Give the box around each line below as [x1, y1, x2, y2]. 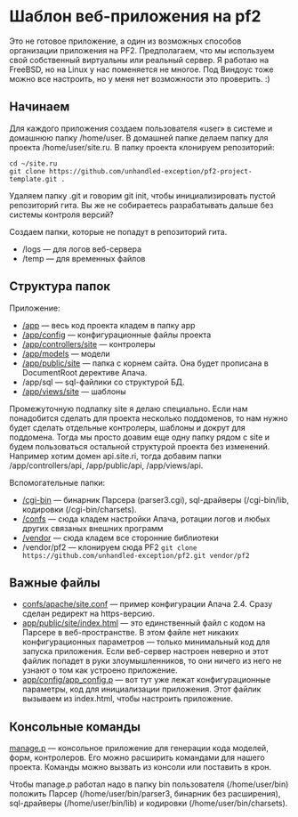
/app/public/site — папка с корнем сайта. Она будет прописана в [21, 358, 269, 368]
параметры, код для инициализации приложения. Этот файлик [21, 684, 262, 695]
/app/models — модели [21, 348, 111, 359]
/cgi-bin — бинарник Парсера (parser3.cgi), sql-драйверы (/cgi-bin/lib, [21, 494, 289, 505]
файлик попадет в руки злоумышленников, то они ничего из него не [21, 656, 282, 667]
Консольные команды [9, 719, 141, 734]
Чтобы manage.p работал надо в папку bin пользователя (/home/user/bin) [9, 779, 289, 789]
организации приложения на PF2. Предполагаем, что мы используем [9, 44, 275, 55]
